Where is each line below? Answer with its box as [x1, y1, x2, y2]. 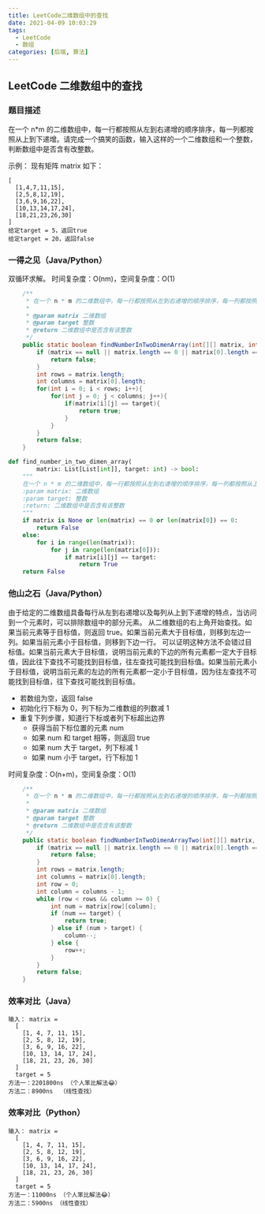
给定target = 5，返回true [8, 226, 88, 234]
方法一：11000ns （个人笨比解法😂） [8, 1190, 114, 1199]
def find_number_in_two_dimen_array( [8, 458, 132, 466]
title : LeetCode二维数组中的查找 [8, 11, 109, 20]
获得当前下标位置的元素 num [31, 723, 125, 732]
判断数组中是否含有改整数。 [8, 144, 99, 154]
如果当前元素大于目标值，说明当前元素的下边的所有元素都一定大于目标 [28, 647, 257, 656]
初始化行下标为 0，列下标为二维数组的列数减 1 [19, 703, 170, 712]
